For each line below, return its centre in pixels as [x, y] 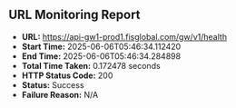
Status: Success [53, 84]
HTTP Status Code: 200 [67, 75]
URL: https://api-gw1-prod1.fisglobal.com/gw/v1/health [124, 36]
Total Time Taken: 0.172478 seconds [91, 65]
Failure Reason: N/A [60, 94]
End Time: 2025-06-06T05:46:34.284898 [101, 56]
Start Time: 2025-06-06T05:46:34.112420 [101, 46]
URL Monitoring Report [75, 15]
